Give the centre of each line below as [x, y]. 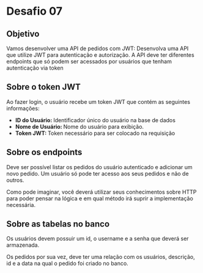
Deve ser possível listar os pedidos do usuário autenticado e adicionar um [99, 167]
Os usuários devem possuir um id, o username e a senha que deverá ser [98, 239]
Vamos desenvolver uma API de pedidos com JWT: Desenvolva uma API [98, 48]
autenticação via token [35, 68]
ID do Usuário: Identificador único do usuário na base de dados [95, 120]
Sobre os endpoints [44, 152]
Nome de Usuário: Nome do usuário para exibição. [79, 126]
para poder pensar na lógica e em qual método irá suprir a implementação [100, 198]
